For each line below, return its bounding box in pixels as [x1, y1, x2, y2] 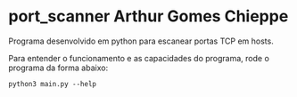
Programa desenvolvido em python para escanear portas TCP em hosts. [8, 36, 274, 46]
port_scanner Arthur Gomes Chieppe [8, 6, 289, 27]
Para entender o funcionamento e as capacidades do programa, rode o [8, 53, 269, 63]
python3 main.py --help [8, 79, 97, 88]
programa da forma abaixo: [8, 62, 109, 73]
